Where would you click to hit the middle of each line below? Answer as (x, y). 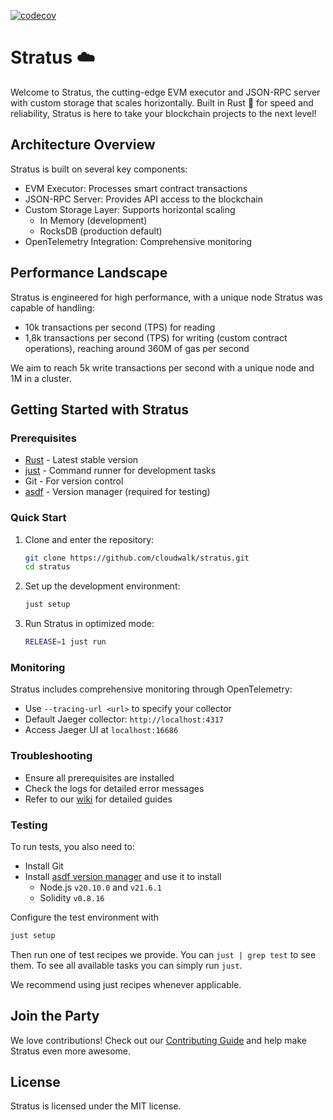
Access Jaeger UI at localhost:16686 (101, 730)
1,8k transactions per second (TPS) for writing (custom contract (156, 337)
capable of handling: (52, 307)
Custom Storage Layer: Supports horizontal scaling (130, 209)
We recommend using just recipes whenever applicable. (126, 984)
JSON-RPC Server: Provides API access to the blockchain (143, 199)
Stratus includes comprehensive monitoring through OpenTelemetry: (151, 689)
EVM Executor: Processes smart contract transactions (136, 188)
